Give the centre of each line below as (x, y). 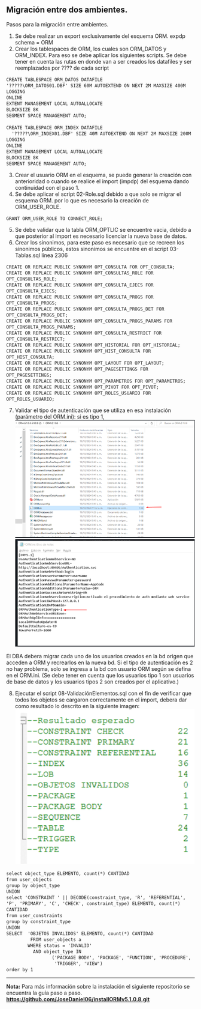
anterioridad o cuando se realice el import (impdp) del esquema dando (102, 181)
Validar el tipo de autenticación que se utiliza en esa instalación (93, 410)
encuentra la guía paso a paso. (44, 993)
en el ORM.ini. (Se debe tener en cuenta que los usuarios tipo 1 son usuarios (100, 675)
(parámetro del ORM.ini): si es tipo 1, (60, 416)
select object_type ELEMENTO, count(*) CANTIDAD (68, 873)
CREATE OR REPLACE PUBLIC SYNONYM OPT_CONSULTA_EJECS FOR (80, 285)
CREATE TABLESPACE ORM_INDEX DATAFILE (54, 128)
